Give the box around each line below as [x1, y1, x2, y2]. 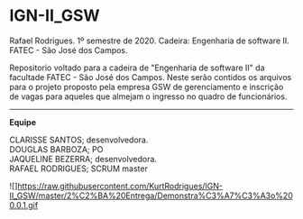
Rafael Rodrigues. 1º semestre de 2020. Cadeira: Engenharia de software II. [9, 35, 290, 46]
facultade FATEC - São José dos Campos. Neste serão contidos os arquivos [9, 71, 292, 82]
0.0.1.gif [9, 199, 39, 210]
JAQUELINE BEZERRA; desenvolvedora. [9, 153, 158, 164]
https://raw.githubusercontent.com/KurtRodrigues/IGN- [17, 180, 224, 191]
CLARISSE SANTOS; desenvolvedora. [9, 134, 149, 145]
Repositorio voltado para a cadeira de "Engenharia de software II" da [9, 62, 265, 73]
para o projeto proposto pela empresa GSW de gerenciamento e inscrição [9, 81, 284, 92]
